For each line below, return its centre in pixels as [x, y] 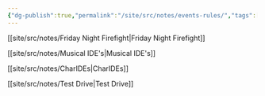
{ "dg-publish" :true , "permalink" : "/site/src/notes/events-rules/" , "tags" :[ [134, 15]
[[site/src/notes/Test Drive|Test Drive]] [71, 83]
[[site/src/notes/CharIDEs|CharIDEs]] [68, 68]
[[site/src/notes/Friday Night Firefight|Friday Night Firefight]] [106, 38]
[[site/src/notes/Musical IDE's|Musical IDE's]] [82, 53]
